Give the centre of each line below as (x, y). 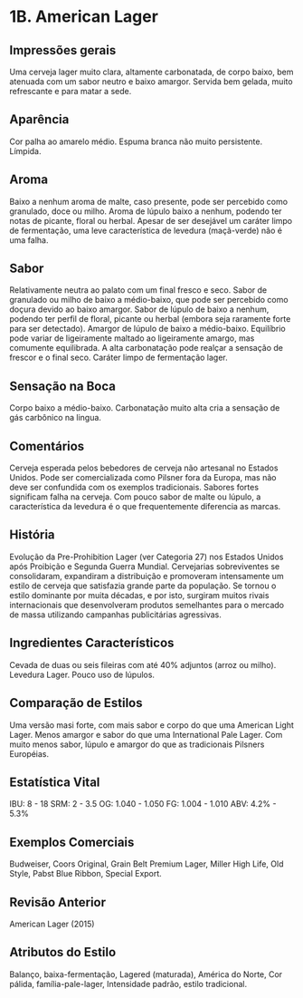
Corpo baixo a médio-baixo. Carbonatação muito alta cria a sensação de (145, 408)
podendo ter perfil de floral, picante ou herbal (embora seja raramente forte (150, 319)
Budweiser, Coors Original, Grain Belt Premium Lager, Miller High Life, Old (147, 864)
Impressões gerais (63, 50)
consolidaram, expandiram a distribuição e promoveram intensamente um (147, 576)
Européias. (29, 753)
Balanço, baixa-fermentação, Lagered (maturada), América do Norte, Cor (146, 974)
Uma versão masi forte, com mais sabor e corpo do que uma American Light (151, 725)
